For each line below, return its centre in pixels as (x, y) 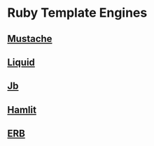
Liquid (21, 62)
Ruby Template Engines (77, 13)
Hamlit (22, 110)
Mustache (30, 39)
